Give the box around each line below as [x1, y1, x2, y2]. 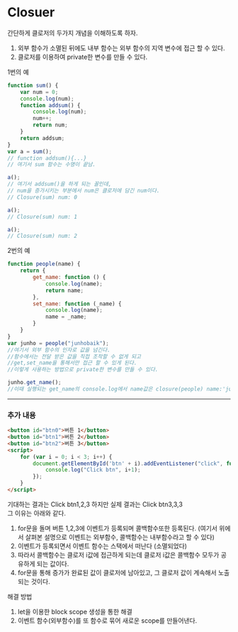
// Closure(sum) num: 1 [7, 213, 78, 220]
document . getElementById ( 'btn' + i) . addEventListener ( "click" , [33, 459, 223, 467]
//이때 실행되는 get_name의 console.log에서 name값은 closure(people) [7, 386, 204, 393]
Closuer [7, 4, 55, 21]
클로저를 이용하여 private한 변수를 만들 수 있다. [17, 53, 148, 61]
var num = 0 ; [20, 88, 59, 96]
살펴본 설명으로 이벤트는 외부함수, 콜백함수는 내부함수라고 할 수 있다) [25, 533, 215, 541]
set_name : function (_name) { [33, 300, 122, 307]
